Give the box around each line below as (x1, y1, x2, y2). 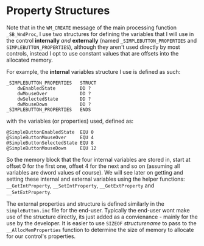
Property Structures (6, 4, 110, 18)
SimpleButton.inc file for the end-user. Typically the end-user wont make (6, 206, 190, 214)
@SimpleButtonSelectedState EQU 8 (6, 140, 94, 146)
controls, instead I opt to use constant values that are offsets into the (6, 49, 179, 57)
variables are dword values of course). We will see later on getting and (6, 168, 184, 176)
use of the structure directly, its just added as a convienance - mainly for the (6, 213, 198, 220)
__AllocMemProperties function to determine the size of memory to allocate (6, 226, 194, 233)
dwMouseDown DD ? (17, 101, 91, 107)
